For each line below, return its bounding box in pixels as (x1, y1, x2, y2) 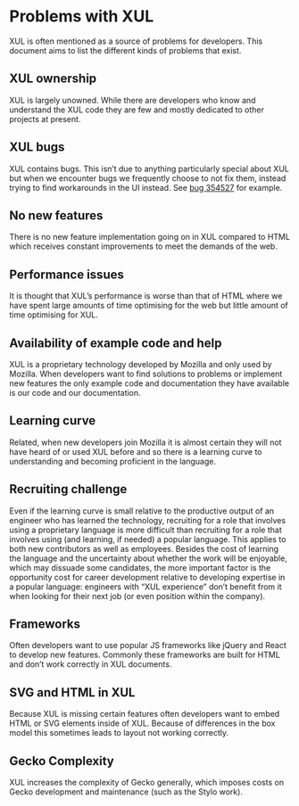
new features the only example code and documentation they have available (9, 378, 290, 389)
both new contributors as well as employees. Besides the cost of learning (9, 543, 279, 554)
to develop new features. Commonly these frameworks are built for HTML (9, 649, 281, 661)
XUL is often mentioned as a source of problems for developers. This (9, 36, 263, 46)
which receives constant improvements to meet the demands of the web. (9, 241, 278, 251)
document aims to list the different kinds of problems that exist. (9, 45, 242, 55)
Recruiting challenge (9, 481, 128, 497)
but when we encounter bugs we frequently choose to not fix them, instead (9, 172, 287, 184)
